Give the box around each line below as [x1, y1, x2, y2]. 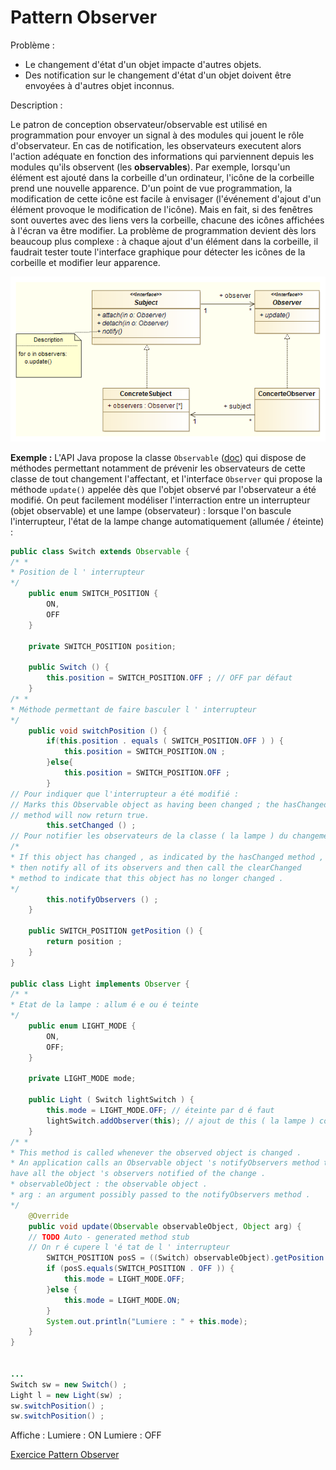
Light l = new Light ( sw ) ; [10, 1390, 123, 1400]
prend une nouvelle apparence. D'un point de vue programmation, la [10, 182, 293, 194]
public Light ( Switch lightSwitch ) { [28, 1095, 195, 1105]
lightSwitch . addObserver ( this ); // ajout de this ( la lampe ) [46, 1116, 315, 1126]
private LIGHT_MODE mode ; [28, 1074, 137, 1084]
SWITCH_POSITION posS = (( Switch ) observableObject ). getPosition [46, 1253, 325, 1263]
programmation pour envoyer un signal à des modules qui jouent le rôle [10, 129, 305, 141]
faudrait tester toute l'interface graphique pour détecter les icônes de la [10, 246, 306, 258]
